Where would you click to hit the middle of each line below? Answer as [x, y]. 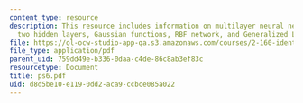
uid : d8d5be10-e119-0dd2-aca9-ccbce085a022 [92, 84]
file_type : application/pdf [62, 51]
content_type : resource [54, 17]
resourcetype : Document [54, 68]
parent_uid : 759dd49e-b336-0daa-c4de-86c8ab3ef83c [106, 59]
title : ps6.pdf [38, 76]
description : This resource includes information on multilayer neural [147, 26]
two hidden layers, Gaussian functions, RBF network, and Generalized [153, 34]
